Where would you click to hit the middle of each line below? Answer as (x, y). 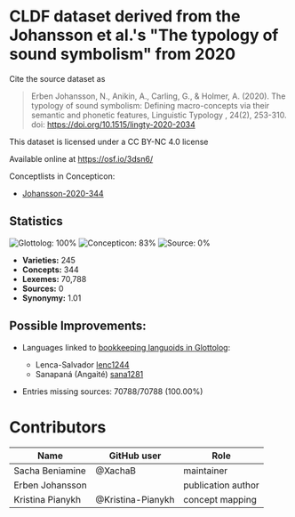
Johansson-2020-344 (63, 193)
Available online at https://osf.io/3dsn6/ (81, 158)
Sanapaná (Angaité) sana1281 (89, 374)
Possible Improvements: (78, 326)
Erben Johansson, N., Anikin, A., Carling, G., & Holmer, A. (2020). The (158, 96)
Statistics (36, 221)
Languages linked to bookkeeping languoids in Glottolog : (126, 347)
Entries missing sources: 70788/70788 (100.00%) (112, 391)
